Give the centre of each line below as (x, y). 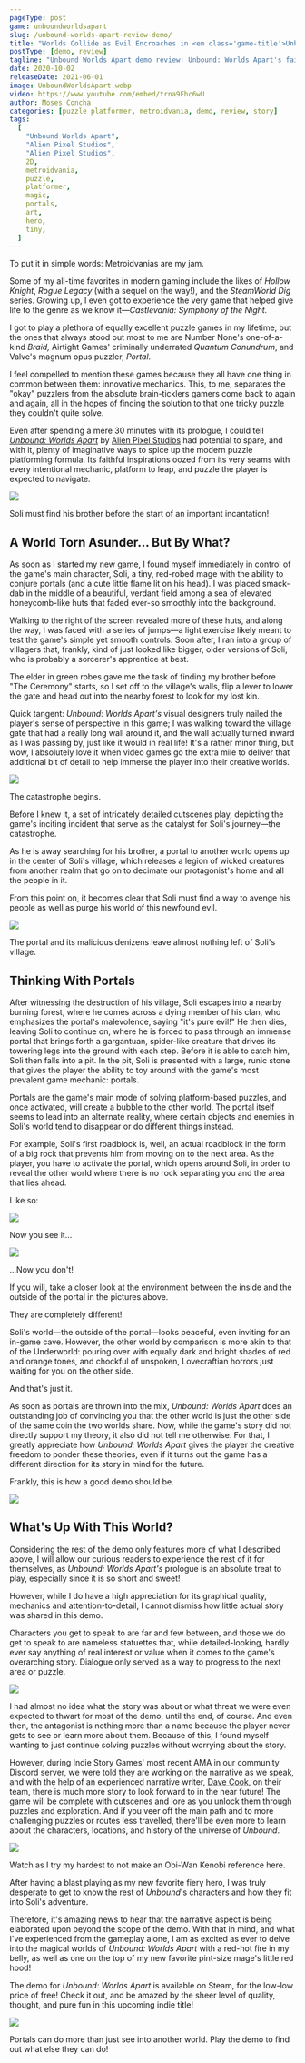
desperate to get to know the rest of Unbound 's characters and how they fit (151, 1892)
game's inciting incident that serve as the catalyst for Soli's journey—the (145, 824)
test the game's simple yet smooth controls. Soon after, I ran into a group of (151, 640)
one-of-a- (264, 337)
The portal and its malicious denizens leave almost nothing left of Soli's (143, 942)
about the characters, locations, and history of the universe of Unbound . (144, 1830)
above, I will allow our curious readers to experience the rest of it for (137, 1559)
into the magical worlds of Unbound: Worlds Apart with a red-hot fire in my (149, 1948)
